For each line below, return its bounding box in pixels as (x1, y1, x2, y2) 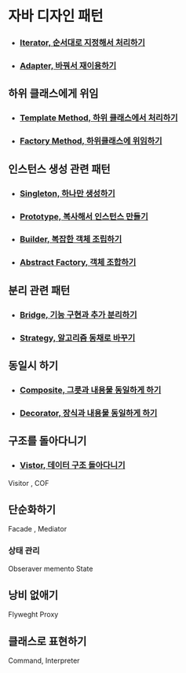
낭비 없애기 (8, 589, 59, 601)
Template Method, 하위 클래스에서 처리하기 (19, 112, 178, 123)
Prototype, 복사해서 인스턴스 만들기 (19, 211, 148, 222)
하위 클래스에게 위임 (8, 87, 99, 101)
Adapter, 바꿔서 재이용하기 (19, 61, 117, 72)
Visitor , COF (8, 478, 49, 487)
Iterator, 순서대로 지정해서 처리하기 (19, 37, 145, 48)
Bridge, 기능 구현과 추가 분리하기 (19, 309, 137, 320)
